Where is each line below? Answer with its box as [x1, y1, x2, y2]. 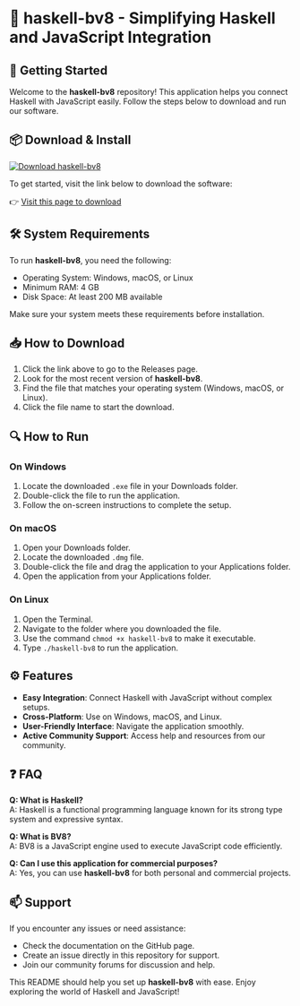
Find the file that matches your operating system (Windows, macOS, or [21, 383, 285, 393]
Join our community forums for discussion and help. [21, 959, 216, 970]
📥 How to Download [9, 336, 125, 351]
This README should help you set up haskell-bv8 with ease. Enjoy [9, 976, 257, 988]
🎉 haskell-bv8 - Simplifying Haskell [9, 8, 276, 29]
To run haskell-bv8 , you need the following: [9, 254, 172, 265]
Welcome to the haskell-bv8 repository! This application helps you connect [9, 87, 288, 97]
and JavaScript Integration [9, 27, 212, 47]
